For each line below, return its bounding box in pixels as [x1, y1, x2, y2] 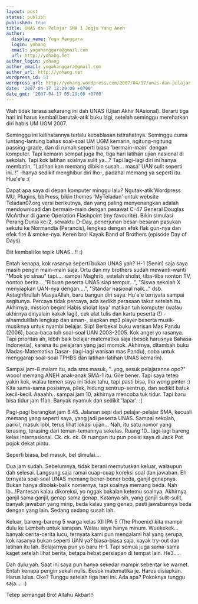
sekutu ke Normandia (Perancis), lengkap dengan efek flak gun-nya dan [6, 224, 181, 231]
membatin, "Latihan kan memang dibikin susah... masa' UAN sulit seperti [6, 163, 183, 170]
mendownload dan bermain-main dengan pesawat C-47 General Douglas [6, 205, 184, 213]
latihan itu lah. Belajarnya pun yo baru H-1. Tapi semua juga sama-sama [6, 543, 180, 550]
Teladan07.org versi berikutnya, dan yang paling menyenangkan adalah [6, 199, 179, 206]
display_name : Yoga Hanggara [11, 36, 83, 42]
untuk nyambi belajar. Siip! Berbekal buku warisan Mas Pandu [30, 323, 181, 330]
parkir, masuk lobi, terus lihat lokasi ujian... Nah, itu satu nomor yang [6, 421, 172, 428]
